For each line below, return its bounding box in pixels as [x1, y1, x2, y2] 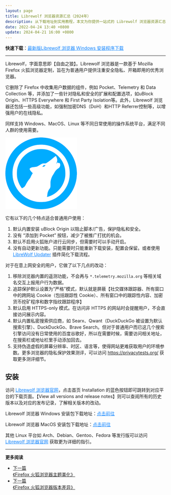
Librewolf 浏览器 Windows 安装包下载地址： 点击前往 [5, 410, 115, 416]
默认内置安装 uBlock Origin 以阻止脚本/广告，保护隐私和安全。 [12, 226, 144, 232]
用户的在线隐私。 [9, 110, 46, 116]
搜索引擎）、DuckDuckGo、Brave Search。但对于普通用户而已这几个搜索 [12, 324, 165, 330]
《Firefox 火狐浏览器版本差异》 [12, 484, 75, 490]
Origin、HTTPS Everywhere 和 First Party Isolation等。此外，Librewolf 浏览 [5, 97, 163, 103]
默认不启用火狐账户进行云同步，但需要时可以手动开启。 [12, 239, 129, 245]
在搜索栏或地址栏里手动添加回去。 [12, 337, 84, 343]
